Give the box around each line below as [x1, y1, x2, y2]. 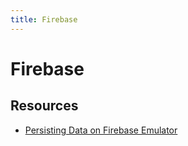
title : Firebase [10, 14, 78, 25]
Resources [10, 97, 79, 115]
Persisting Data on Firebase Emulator [24, 124, 178, 136]
